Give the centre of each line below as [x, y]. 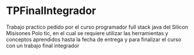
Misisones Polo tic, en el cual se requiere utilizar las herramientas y [87, 33]
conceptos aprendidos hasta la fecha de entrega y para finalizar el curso [94, 39]
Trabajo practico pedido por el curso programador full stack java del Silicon [97, 27]
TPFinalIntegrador [51, 11]
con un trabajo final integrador [43, 46]
